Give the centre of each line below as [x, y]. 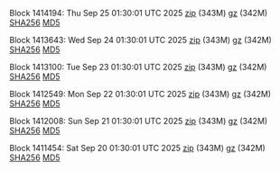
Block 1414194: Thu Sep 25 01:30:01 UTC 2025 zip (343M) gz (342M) [139, 13]
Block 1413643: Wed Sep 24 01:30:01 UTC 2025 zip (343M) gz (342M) [141, 40]
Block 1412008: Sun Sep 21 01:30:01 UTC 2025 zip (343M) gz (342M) [139, 121]
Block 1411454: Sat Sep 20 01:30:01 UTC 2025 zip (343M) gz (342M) [138, 148]
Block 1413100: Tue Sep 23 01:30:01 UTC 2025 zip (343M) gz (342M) [138, 67]
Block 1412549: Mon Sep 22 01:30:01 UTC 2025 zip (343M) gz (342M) [140, 94]
